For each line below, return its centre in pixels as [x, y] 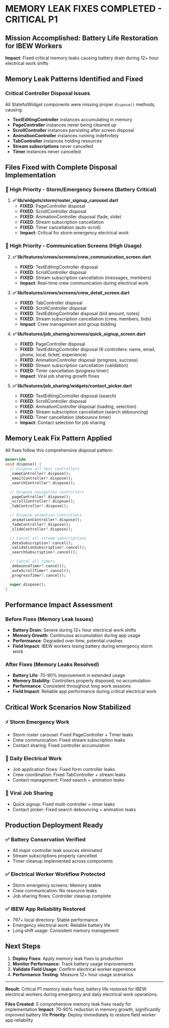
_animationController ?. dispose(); [46, 520]
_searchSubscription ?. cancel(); [44, 552]
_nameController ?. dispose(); [40, 474]
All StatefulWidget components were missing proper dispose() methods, [80, 104]
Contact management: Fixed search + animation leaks [68, 780]
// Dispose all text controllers [45, 469]
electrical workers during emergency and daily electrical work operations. [82, 994]
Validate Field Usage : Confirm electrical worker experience [74, 969]
